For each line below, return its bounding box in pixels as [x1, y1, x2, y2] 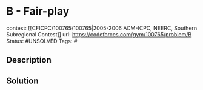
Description [6, 55, 52, 65]
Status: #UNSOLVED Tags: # [6, 37, 78, 44]
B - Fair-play [6, 4, 70, 18]
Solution [6, 75, 39, 86]
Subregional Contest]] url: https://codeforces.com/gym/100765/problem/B [6, 30, 192, 38]
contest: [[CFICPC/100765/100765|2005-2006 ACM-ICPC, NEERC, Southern [6, 24, 198, 32]
